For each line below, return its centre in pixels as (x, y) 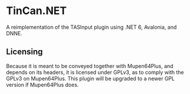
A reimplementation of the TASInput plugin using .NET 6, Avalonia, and (91, 27)
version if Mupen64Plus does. (43, 85)
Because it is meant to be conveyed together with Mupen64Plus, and (90, 66)
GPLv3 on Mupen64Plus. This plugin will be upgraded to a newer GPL (91, 78)
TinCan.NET (36, 11)
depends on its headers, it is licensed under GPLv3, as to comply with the (95, 72)
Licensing (24, 52)
